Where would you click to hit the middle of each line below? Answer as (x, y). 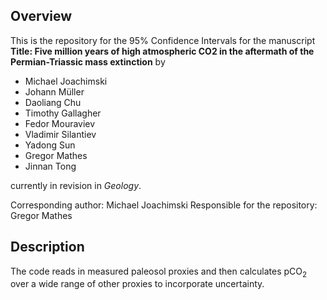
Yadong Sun (50, 145)
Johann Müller (54, 91)
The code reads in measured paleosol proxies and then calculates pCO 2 (159, 272)
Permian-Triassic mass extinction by (88, 61)
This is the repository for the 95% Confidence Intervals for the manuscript (163, 40)
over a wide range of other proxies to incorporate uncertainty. (137, 284)
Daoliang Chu (53, 102)
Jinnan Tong (50, 166)
